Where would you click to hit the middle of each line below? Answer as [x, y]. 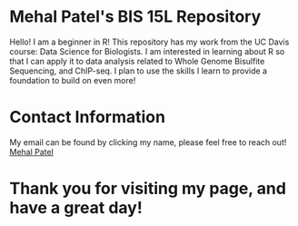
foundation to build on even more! [73, 80]
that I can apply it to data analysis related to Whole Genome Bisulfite [137, 61]
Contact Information [88, 118]
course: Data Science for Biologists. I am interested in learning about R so [147, 51]
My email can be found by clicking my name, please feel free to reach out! [148, 142]
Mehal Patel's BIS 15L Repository [135, 17]
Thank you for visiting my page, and [148, 189]
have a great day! [76, 208]
